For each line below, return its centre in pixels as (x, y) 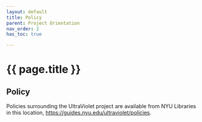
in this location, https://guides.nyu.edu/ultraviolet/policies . (79, 113)
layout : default (27, 12)
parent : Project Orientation (43, 23)
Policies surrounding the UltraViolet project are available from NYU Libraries (101, 106)
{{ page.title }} (44, 69)
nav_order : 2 (23, 29)
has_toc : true (24, 34)
